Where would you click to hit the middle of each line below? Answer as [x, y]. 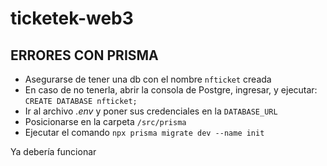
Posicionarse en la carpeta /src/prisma [105, 121]
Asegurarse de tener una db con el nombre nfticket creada [148, 79]
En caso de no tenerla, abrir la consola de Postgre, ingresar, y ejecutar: [171, 90]
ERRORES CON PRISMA [84, 55]
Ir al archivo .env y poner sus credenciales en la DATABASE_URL [151, 111]
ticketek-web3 [72, 18]
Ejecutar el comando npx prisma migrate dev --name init [144, 132]
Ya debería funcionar [53, 151]
